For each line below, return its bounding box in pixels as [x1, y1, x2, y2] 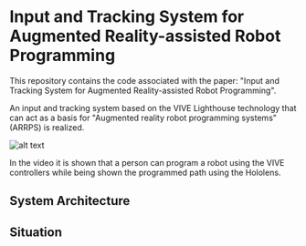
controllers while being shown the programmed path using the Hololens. [9, 167, 281, 178]
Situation [9, 224, 62, 240]
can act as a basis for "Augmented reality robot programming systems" [9, 112, 277, 123]
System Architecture [9, 193, 131, 209]
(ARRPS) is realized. [9, 121, 85, 133]
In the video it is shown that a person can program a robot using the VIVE [9, 157, 285, 168]
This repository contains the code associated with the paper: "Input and [9, 75, 280, 86]
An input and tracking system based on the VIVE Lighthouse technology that [9, 102, 297, 113]
